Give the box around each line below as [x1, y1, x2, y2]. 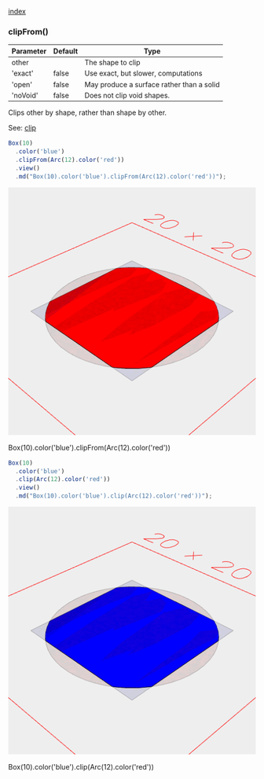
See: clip [8, 123, 37, 133]
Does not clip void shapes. [84, 90, 170, 100]
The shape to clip [84, 58, 141, 68]
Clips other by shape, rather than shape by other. [8, 108, 167, 117]
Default [53, 46, 79, 56]
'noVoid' [11, 90, 38, 100]
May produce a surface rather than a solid [84, 79, 220, 89]
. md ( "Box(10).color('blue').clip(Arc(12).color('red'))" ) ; [15, 492, 213, 500]
